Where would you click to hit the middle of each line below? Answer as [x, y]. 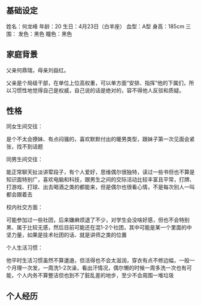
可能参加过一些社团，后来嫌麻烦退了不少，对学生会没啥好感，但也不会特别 [98, 220]
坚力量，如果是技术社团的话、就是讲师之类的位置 [66, 235]
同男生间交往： [25, 159]
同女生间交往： [25, 126]
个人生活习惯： [25, 248]
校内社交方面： [25, 207]
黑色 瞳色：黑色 [53, 34]
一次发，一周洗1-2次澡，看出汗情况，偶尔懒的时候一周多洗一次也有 [104, 268]
